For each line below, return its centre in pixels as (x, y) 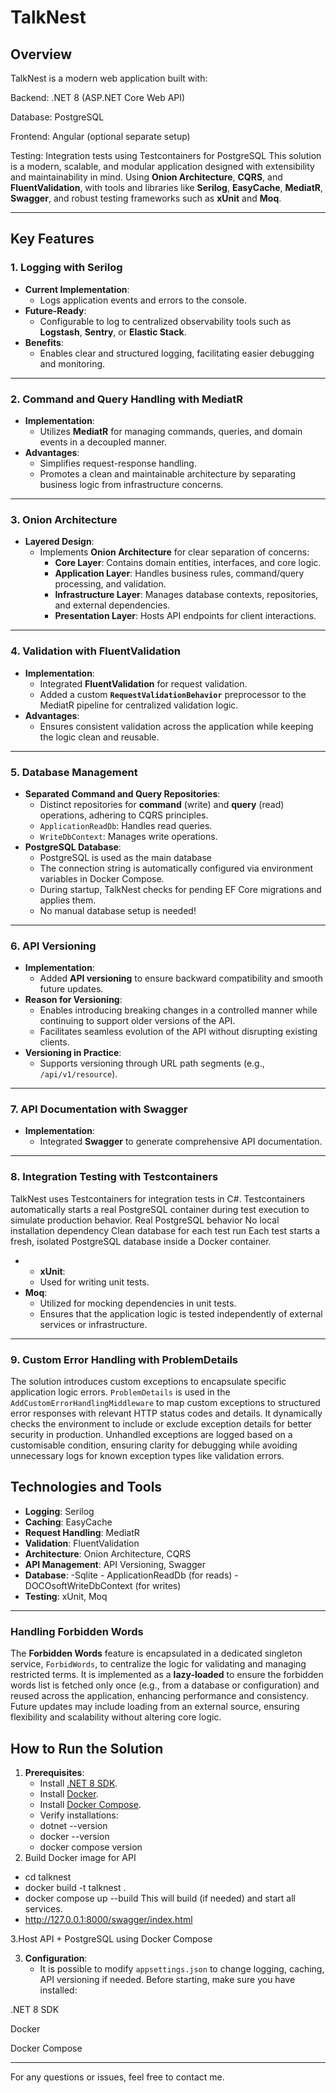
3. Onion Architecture (64, 519)
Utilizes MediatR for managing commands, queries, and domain (171, 431)
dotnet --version (73, 1825)
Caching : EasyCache (68, 1522)
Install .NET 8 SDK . (78, 1783)
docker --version (74, 1836)
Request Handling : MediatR (82, 1532)
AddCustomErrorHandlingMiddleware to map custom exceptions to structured (165, 1403)
